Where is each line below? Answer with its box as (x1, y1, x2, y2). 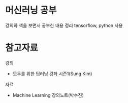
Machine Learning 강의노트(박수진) (12, 92, 84, 98)
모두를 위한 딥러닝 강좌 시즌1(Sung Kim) (12, 71, 92, 77)
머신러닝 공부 (5, 5, 57, 16)
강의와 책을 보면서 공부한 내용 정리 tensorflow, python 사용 (5, 22, 123, 28)
